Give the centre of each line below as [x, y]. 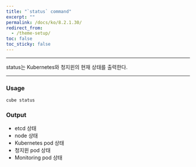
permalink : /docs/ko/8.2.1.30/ [44, 22]
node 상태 [26, 136]
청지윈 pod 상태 [32, 151]
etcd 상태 [25, 128]
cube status [20, 100]
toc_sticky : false [28, 45]
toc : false [19, 39]
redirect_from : [24, 28]
